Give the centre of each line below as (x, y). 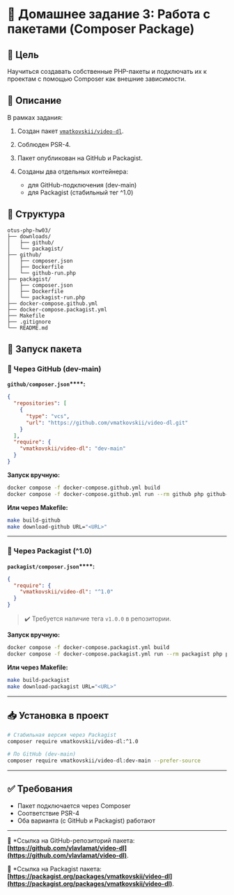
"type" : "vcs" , (48, 416)
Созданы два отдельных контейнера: (73, 171)
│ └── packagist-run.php (46, 297)
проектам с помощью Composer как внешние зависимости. (97, 79)
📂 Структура (36, 214)
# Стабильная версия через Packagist (62, 735)
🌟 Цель (23, 55)
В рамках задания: (35, 117)
